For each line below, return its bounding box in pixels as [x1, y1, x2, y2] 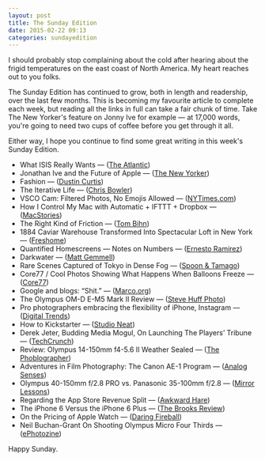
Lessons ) [19, 387, 50, 396]
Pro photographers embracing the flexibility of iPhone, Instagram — [19, 303, 240, 312]
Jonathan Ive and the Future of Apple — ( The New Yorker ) [19, 168, 210, 178]
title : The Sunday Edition [8, 19, 97, 27]
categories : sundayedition [8, 33, 97, 42]
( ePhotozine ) [19, 429, 62, 439]
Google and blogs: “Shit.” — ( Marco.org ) [19, 286, 152, 296]
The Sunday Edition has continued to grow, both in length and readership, [8, 88, 248, 97]
